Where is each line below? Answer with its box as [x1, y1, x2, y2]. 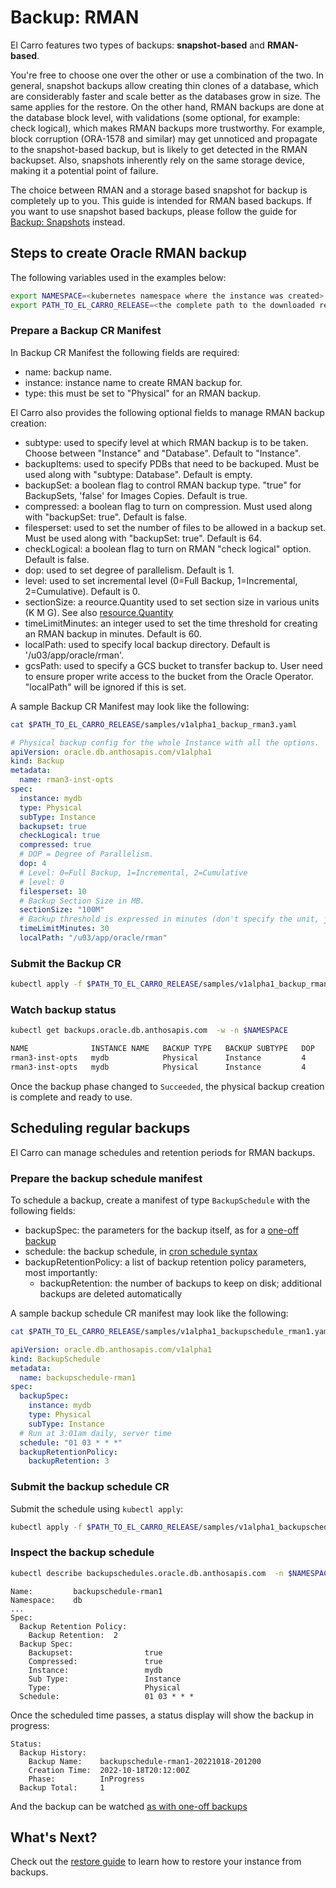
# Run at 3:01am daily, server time [19, 1428, 172, 1438]
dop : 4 [19, 859, 47, 869]
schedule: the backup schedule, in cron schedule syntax [24, 1246, 258, 1257]
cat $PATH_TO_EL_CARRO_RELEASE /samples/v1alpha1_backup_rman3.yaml [10, 719, 298, 730]
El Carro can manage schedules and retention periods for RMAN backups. [10, 1146, 316, 1158]
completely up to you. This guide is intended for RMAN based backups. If [10, 194, 313, 206]
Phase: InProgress [28, 1774, 145, 1784]
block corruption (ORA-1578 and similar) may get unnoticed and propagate [10, 132, 318, 145]
